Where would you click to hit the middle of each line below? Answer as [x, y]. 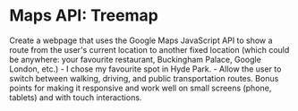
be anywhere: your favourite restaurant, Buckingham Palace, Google [135, 59]
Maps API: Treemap [84, 16]
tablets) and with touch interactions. [76, 97]
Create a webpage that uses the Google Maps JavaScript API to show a [141, 40]
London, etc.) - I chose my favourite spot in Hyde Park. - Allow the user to [145, 69]
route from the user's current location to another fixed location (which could [149, 49]
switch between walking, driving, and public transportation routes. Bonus [144, 78]
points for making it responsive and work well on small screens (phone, [140, 88]
